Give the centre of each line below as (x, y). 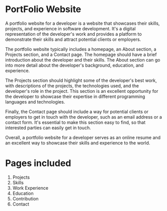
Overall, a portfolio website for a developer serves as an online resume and (83, 137)
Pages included (38, 163)
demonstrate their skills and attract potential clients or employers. (73, 39)
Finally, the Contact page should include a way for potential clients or (77, 112)
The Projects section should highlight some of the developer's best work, (81, 80)
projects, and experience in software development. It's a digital (70, 28)
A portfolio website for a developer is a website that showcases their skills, (82, 23)
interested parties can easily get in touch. (48, 128)
